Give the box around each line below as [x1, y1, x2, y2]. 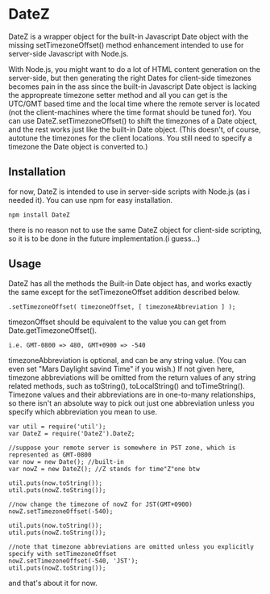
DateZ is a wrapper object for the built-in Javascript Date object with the [8, 32, 249, 41]
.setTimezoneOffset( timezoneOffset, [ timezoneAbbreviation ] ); [8, 302, 236, 311]
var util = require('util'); [8, 422, 106, 431]
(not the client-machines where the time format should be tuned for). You [8, 107, 251, 117]
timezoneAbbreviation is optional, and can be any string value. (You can [8, 355, 247, 364]
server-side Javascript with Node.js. [8, 48, 129, 58]
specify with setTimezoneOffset [8, 550, 117, 558]
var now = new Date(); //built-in [8, 457, 125, 466]
